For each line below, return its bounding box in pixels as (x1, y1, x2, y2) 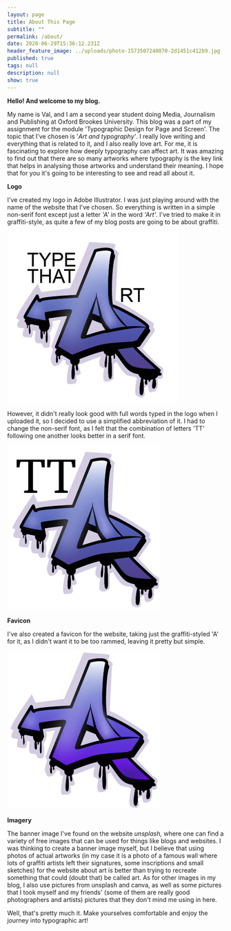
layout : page (7, 11, 45, 18)
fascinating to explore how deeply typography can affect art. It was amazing (7, 147, 224, 155)
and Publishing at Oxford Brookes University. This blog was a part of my (7, 117, 212, 126)
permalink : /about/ (7, 33, 63, 40)
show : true (7, 77, 39, 84)
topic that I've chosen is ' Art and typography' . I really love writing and (7, 132, 205, 140)
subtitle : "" (7, 26, 45, 32)
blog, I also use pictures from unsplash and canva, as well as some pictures (7, 881, 222, 889)
